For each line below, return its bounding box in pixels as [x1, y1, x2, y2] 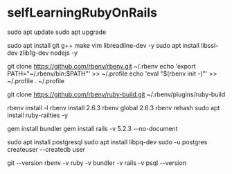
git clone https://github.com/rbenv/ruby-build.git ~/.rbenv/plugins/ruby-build [7, 90, 226, 98]
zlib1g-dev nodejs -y [19, 49, 78, 57]
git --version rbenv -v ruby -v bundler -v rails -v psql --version [7, 158, 187, 167]
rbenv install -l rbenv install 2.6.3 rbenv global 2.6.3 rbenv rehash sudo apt [7, 103, 220, 112]
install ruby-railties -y [7, 111, 68, 119]
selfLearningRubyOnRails [7, 5, 158, 21]
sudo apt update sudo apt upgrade [7, 28, 107, 36]
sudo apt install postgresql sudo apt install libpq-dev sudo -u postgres [7, 137, 208, 146]
